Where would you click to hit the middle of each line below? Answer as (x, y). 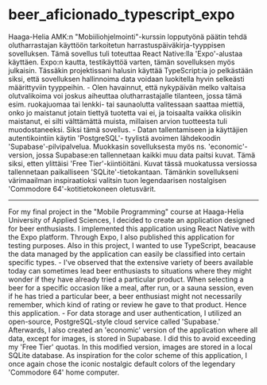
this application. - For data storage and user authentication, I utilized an (125, 313)
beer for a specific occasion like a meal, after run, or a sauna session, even (131, 287)
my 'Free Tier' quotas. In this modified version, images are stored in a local (130, 347)
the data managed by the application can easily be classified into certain (127, 254)
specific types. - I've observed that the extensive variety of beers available (131, 262)
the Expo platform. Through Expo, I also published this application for (122, 237)
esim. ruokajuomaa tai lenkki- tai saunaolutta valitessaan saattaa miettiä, (127, 104)
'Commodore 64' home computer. (64, 372)
